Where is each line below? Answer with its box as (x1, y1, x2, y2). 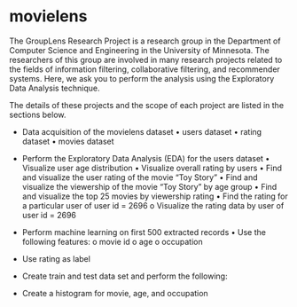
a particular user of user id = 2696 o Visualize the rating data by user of (21, 200, 285, 210)
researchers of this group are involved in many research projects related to (9, 54, 283, 65)
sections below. (9, 109, 66, 120)
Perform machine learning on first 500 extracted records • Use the (21, 226, 266, 237)
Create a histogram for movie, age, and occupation (21, 287, 208, 298)
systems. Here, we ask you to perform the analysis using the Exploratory (9, 73, 275, 83)
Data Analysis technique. (9, 83, 100, 93)
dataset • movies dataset (21, 136, 114, 146)
